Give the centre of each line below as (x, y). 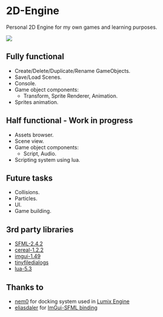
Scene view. (29, 141)
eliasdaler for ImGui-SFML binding (56, 308)
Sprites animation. (36, 102)
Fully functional (35, 57)
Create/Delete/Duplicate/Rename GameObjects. (72, 71)
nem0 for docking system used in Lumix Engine (72, 301)
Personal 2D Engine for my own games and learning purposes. (81, 27)
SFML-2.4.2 (29, 244)
